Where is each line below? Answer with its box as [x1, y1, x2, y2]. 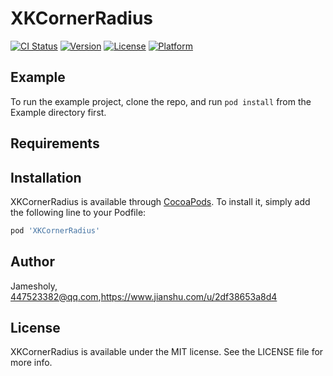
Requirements [10, 135, 100, 152]
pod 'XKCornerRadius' [10, 225, 101, 236]
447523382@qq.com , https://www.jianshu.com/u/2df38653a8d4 [10, 290, 278, 302]
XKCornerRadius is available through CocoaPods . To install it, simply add [10, 195, 311, 207]
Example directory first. [10, 106, 107, 118]
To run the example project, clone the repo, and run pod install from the [10, 95, 312, 107]
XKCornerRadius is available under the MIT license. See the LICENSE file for [10, 346, 324, 358]
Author [10, 253, 55, 271]
